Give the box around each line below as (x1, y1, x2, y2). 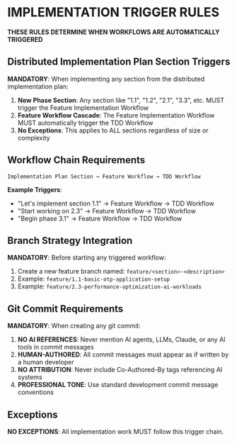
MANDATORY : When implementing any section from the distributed (7, 74, 205, 83)
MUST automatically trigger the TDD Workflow (17, 118, 154, 127)
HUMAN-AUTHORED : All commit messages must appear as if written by (17, 350, 229, 359)
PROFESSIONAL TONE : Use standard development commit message (17, 381, 219, 389)
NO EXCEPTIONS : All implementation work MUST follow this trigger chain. (7, 427, 224, 436)
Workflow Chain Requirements (7, 154, 146, 167)
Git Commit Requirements (7, 303, 124, 315)
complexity (17, 133, 51, 142)
